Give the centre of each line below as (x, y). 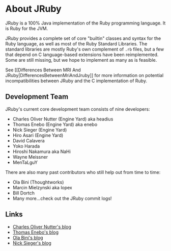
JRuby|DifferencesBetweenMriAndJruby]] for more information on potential (84, 75)
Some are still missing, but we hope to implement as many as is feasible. (81, 60)
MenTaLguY (25, 162)
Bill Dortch (23, 193)
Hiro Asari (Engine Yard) (38, 135)
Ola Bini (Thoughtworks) (38, 182)
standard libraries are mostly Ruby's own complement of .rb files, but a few (85, 49)
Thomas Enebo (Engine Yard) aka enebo (55, 124)
